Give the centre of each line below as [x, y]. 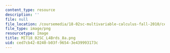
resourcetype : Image [27, 33]
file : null [17, 19]
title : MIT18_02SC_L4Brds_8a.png [40, 38]
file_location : [21, 24]
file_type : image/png [28, 29]
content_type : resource [30, 10]
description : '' [22, 15]
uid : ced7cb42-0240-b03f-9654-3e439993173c [52, 43]
